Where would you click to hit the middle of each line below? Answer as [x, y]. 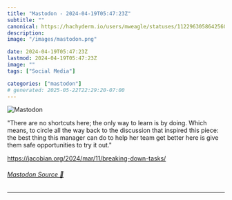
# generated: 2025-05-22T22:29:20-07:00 [66, 90]
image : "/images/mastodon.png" [52, 39]
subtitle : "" [26, 20]
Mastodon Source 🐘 [36, 174]
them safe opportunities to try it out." [59, 145]
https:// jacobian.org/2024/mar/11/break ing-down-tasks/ [87, 158]
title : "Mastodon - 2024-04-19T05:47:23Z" [69, 13]
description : [26, 33]
